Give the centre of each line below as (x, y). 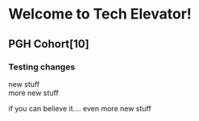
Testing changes (42, 67)
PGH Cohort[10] (49, 44)
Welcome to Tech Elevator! (100, 14)
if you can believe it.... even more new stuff (80, 108)
